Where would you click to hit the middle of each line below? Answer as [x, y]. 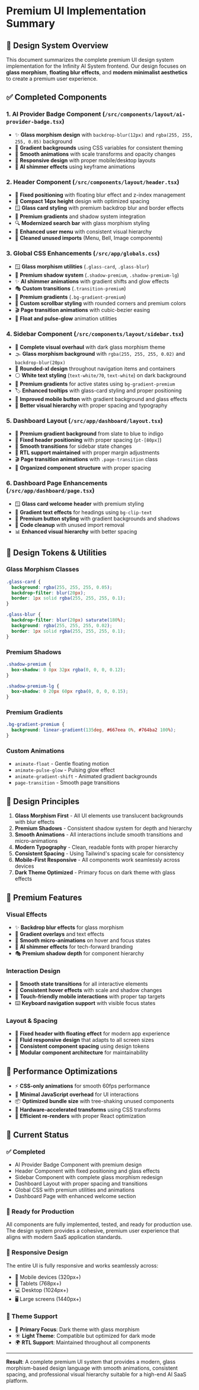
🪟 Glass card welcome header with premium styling [79, 504]
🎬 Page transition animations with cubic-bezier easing [82, 310]
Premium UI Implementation [76, 11]
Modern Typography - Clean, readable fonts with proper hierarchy [96, 847]
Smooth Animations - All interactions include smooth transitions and [99, 835]
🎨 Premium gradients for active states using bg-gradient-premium [95, 384]
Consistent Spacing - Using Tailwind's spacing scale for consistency [99, 854]
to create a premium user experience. [52, 79]
